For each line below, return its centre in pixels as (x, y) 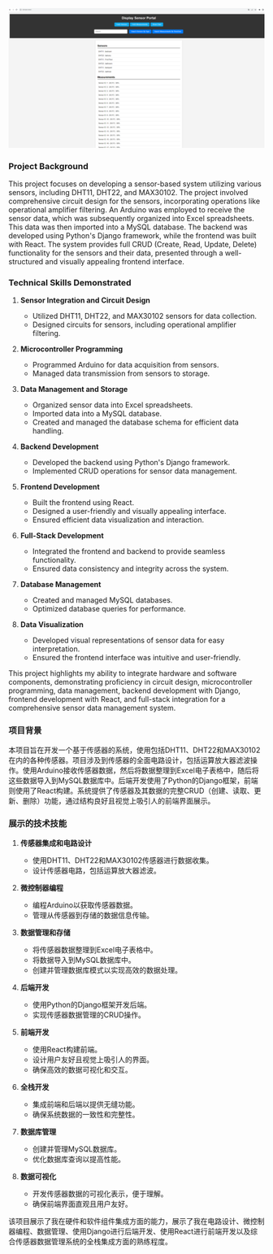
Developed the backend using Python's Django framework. (131, 463)
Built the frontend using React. (83, 503)
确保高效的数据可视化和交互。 (82, 1069)
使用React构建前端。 (67, 1049)
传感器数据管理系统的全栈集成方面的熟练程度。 (93, 1241)
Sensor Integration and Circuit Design (85, 300)
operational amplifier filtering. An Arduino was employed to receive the (127, 209)
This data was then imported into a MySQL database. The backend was (128, 227)
